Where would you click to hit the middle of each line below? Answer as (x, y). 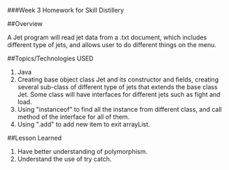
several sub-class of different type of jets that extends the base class (118, 87)
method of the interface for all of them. (73, 117)
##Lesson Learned (34, 138)
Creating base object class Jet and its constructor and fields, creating (118, 79)
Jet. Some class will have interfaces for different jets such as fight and (119, 94)
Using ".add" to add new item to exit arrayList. (84, 124)
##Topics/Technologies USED (50, 58)
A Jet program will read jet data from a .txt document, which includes (107, 37)
